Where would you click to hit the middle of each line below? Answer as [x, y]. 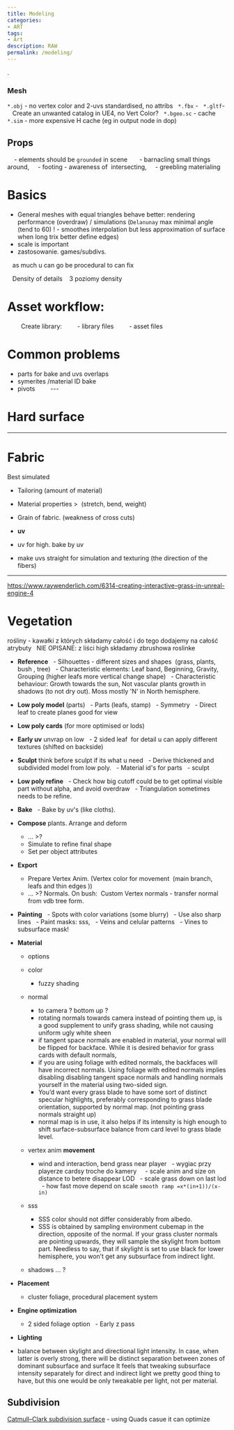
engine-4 [21, 593]
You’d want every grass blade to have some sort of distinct [122, 1092]
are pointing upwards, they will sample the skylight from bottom [129, 1241]
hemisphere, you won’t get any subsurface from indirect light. [126, 1256]
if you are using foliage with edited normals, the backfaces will [128, 1062]
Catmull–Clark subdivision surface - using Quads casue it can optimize [109, 1420]
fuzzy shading [58, 983]
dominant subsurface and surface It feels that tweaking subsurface [114, 1366]
